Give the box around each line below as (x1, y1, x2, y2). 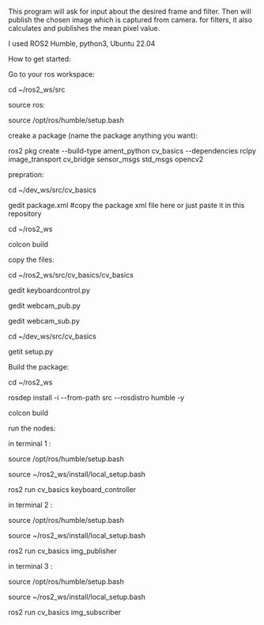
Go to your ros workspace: (8, 70, 95, 78)
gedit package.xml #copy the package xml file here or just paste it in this (8, 201, 245, 210)
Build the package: (8, 362, 70, 371)
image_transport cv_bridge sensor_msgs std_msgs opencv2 (8, 154, 204, 164)
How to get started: (8, 55, 71, 63)
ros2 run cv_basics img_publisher (8, 546, 117, 555)
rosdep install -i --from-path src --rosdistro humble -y (8, 393, 185, 402)
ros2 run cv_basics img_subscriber (8, 608, 122, 616)
